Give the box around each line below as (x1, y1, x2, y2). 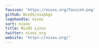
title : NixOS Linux (5, 26, 46, 31)
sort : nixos (5, 21, 30, 26)
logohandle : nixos (5, 16, 44, 21)
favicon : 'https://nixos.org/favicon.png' (5, 7, 95, 12)
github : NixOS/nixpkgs (5, 12, 53, 17)
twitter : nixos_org (5, 30, 46, 35)
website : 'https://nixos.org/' (5, 35, 71, 40)
